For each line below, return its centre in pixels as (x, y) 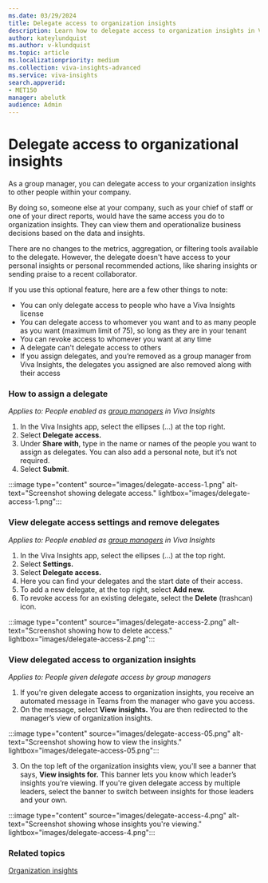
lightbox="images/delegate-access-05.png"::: (84, 750)
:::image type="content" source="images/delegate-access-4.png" (118, 815)
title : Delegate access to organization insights (93, 23)
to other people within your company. (70, 192)
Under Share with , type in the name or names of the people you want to (138, 444)
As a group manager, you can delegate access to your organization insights (132, 184)
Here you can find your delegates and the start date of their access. (131, 581)
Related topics (37, 853)
